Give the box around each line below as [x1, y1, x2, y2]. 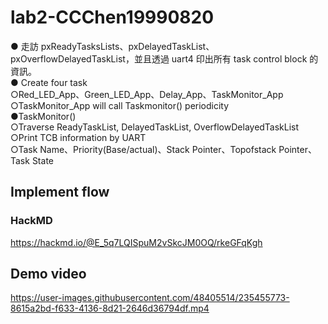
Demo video [10, 266, 87, 283]
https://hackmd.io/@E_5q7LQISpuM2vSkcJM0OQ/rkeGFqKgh [10, 236, 263, 248]
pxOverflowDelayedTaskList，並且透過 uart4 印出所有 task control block [10, 52, 308, 65]
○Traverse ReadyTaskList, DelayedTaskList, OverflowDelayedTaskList [10, 121, 300, 133]
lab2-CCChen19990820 [10, 6, 215, 29]
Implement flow [10, 184, 110, 201]
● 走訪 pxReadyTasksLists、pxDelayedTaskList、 [10, 40, 215, 52]
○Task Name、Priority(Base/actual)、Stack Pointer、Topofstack [10, 143, 277, 155]
